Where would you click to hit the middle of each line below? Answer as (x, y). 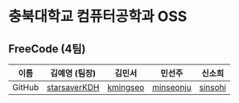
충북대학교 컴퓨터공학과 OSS (98, 16)
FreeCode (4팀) (47, 49)
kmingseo (126, 87)
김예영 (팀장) (73, 73)
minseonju (171, 87)
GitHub (26, 87)
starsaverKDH (73, 87)
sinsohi (213, 87)
